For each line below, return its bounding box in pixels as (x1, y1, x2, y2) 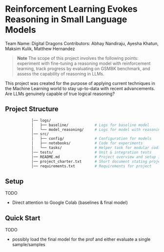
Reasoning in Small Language (5, 14, 127, 25)
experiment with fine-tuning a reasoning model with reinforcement (17, 60, 151, 66)
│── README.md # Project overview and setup (31, 154, 156, 159)
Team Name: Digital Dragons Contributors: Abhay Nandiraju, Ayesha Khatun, (5, 40, 159, 46)
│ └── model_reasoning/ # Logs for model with (31, 127, 141, 132)
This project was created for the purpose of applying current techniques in (5, 80, 155, 86)
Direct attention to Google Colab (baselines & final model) (12, 200, 128, 205)
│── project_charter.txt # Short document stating (31, 159, 147, 164)
